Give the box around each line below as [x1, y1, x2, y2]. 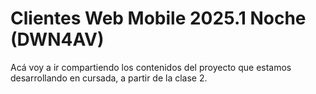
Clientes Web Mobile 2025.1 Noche [10, 7, 307, 30]
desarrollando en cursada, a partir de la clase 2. [10, 72, 208, 84]
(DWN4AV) [10, 28, 105, 51]
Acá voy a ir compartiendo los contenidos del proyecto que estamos [10, 61, 292, 73]
